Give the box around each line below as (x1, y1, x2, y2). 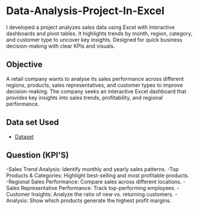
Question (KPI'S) (6, 150, 69, 160)
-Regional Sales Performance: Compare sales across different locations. (6, 178, 182, 185)
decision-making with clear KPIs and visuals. (6, 42, 115, 50)
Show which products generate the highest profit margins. (29, 197, 171, 204)
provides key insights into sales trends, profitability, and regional (6, 94, 163, 101)
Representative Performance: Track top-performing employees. (20, 185, 176, 192)
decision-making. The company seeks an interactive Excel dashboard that (6, 87, 187, 95)
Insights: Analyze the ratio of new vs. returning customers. (31, 191, 174, 198)
